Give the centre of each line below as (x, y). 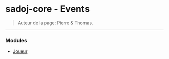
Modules (16, 40)
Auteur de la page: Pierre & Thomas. (55, 23)
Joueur (20, 51)
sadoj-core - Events (47, 9)
